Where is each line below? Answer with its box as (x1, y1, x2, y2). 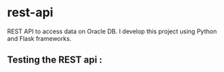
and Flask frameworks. (7, 34, 72, 42)
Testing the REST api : (7, 54, 103, 66)
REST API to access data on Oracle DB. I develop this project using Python (7, 27, 217, 35)
